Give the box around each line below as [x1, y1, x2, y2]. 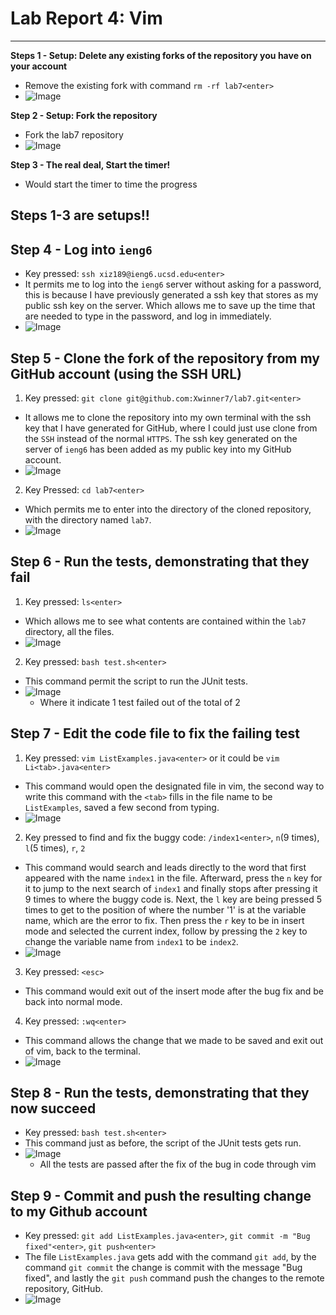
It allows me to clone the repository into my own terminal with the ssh [24, 411, 312, 423]
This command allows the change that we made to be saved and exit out [24, 1034, 324, 1046]
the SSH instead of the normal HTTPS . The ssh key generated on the [24, 432, 298, 444]
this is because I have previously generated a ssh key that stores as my [24, 289, 319, 301]
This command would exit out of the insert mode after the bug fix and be [24, 985, 325, 997]
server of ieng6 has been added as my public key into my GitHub [24, 443, 292, 455]
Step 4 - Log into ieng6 [10, 241, 153, 258]
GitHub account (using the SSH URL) [10, 365, 242, 382]
